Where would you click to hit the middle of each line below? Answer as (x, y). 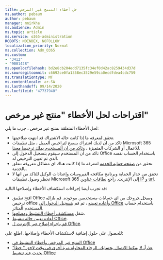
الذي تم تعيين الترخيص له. (35, 158)
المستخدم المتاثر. (28, 208)
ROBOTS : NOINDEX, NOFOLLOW (32, 41)
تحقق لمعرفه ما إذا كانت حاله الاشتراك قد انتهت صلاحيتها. (63, 138)
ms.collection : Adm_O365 (30, 50)
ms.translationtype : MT (29, 77)
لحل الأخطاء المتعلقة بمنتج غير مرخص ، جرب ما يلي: (52, 128)
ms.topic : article (24, 32)
